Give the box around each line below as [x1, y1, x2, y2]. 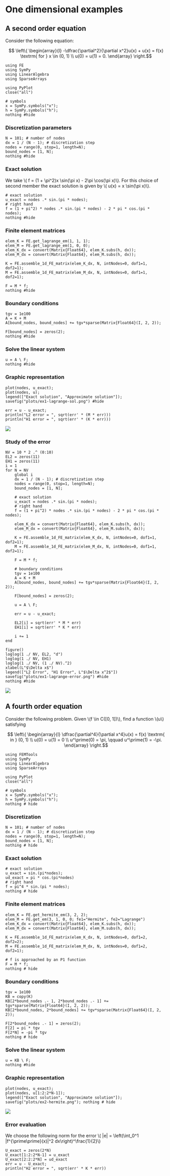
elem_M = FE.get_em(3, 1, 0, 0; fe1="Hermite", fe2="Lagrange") [5, 916, 145, 922]
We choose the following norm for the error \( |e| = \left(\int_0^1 [5, 1132, 139, 1139]
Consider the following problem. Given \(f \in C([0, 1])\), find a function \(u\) [5, 715, 164, 722]
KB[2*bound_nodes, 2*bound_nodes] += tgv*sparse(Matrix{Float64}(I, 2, [5, 1008, 161, 1013]
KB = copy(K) [5, 994, 33, 1000]
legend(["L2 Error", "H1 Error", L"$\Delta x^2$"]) [5, 670, 118, 675]
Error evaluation [5, 1121, 46, 1128]
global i [14, 472, 33, 477]
